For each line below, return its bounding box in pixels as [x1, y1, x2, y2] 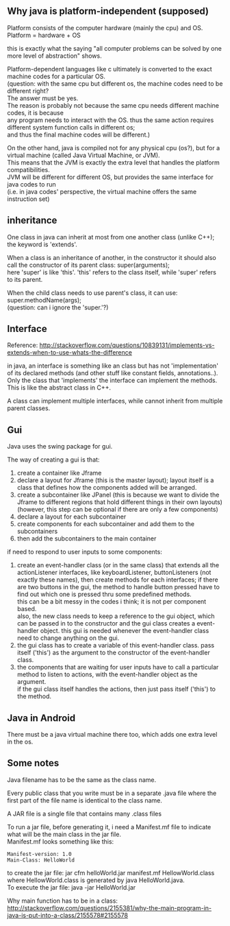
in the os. [7, 737, 34, 746]
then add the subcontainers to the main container [16, 534, 157, 543]
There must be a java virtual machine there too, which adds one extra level [7, 731, 218, 739]
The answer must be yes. [7, 94, 79, 102]
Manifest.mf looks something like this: [7, 837, 114, 846]
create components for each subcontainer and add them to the [16, 520, 195, 528]
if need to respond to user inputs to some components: [7, 548, 162, 556]
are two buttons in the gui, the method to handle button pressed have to [16, 583, 220, 591]
